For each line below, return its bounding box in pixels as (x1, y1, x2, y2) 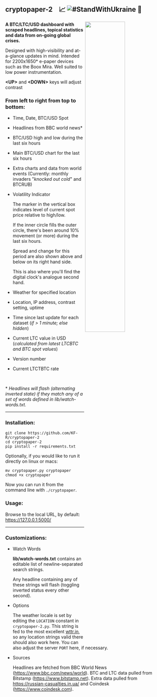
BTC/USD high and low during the (12, 135, 84, 141)
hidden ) (12, 325, 29, 331)
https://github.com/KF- (27, 431, 78, 436)
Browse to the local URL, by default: (5, 511, 80, 517)
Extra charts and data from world (12, 165, 82, 172)
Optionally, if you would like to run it (5, 453, 80, 459)
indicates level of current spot (12, 207, 75, 213)
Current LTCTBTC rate (12, 366, 59, 372)
